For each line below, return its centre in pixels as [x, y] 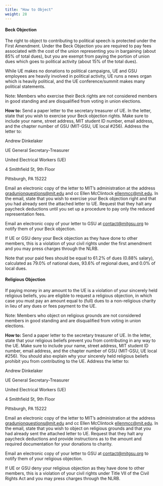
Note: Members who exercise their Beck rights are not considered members [81, 96]
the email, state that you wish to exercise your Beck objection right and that [81, 198]
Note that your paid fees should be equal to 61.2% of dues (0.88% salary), [80, 258]
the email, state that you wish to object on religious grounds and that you [78, 428]
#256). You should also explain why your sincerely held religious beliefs [77, 356]
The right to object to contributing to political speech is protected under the [81, 41]
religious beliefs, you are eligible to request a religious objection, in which [79, 296]
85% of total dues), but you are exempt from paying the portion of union [77, 56]
